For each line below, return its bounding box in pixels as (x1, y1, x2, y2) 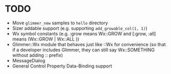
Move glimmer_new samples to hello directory (12, 20, 108, 26)
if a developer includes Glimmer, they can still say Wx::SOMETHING (12, 47, 155, 53)
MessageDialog (12, 57, 46, 63)
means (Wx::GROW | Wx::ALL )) (12, 36, 80, 42)
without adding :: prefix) (12, 52, 63, 58)
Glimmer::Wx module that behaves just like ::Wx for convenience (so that (12, 41, 166, 47)
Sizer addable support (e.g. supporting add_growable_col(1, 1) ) (12, 25, 147, 31)
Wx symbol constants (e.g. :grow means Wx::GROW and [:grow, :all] (12, 30, 156, 36)
